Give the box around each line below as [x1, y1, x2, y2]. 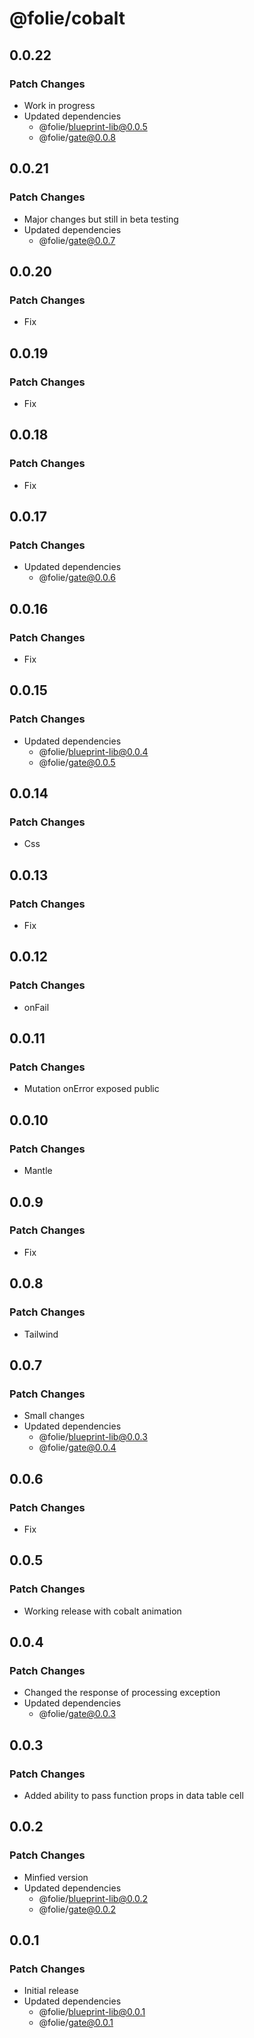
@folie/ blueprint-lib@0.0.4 [38, 745, 149, 757]
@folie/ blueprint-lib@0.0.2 [38, 1892, 149, 1904]
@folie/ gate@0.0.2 [38, 1903, 117, 1915]
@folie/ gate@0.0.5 [38, 756, 116, 768]
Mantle [23, 1165, 53, 1177]
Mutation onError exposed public [23, 1083, 160, 1095]
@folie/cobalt [9, 7, 126, 30]
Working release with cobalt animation [23, 1605, 182, 1617]
